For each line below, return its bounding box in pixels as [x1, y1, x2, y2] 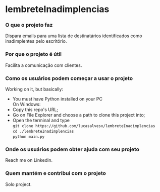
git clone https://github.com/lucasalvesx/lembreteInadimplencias [12, 124, 155, 129]
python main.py [12, 134, 45, 139]
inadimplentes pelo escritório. [5, 38, 67, 44]
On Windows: [12, 102, 41, 108]
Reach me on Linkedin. [5, 157, 53, 163]
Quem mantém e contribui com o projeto [5, 170, 106, 177]
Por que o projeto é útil [5, 51, 62, 58]
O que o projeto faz [5, 22, 53, 29]
